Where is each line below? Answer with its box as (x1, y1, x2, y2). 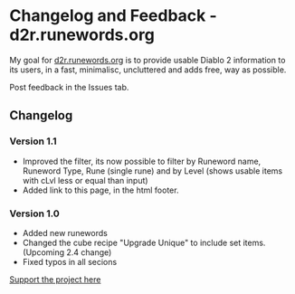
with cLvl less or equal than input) (22, 175, 148, 185)
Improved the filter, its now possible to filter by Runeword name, (22, 156, 262, 166)
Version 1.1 (9, 135, 57, 147)
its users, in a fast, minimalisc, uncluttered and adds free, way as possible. (9, 64, 287, 75)
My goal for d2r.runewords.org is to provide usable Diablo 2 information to (9, 54, 286, 65)
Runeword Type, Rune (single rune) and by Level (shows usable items (22, 165, 283, 176)
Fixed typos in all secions (22, 256, 118, 267)
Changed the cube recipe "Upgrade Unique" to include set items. (22, 237, 266, 248)
